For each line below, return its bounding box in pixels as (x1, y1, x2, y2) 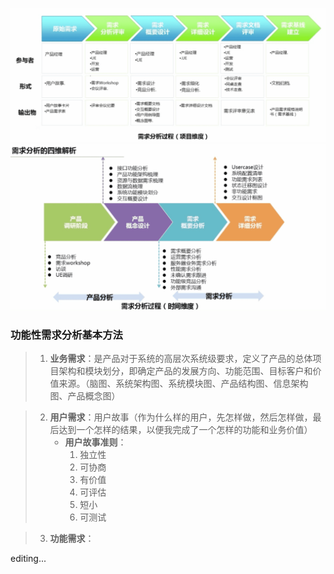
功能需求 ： (49, 533, 95, 545)
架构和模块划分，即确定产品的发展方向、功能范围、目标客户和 (58, 365, 313, 377)
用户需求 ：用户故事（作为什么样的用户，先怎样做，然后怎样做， (49, 411, 313, 423)
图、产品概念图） (49, 390, 121, 402)
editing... (10, 553, 47, 565)
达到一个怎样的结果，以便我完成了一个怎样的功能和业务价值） (58, 424, 313, 436)
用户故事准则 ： (64, 436, 127, 448)
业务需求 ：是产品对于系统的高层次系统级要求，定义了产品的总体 (49, 353, 313, 365)
